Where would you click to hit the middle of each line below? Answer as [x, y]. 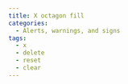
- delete [30, 53]
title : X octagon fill [46, 16]
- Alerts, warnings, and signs [68, 30]
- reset [29, 61]
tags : [17, 38]
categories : [28, 23]
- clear [29, 68]
